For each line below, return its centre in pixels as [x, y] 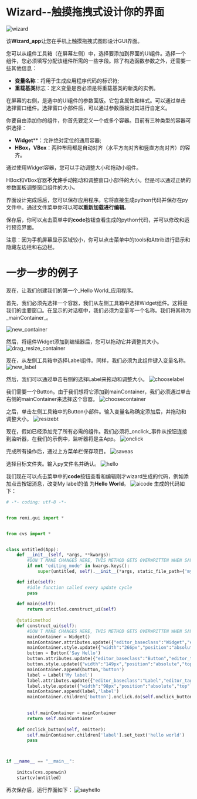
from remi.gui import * [35, 518]
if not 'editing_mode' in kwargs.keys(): [79, 566]
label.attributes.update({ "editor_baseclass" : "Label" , [96, 681]
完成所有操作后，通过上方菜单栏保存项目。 [57, 451]
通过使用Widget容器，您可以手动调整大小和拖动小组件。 [74, 167]
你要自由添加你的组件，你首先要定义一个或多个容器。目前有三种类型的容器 [96, 120]
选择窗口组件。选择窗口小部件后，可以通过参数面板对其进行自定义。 [88, 108]
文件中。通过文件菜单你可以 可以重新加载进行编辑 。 [68, 207]
